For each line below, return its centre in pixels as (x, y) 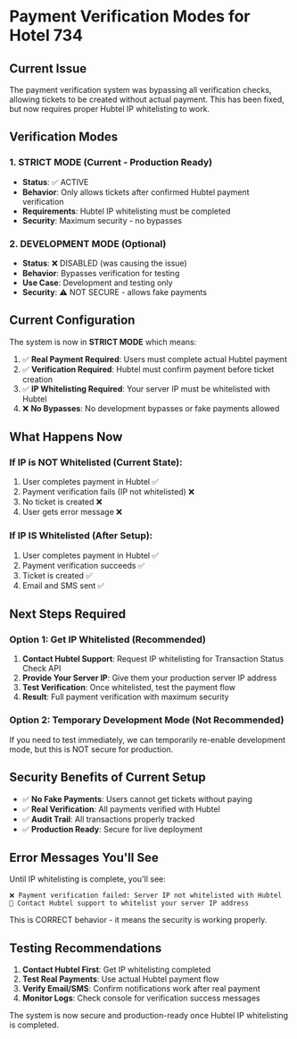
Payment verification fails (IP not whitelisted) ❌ (108, 492)
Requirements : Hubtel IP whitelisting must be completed (126, 211)
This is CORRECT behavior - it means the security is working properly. (138, 920)
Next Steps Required (68, 614)
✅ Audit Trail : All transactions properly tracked (108, 819)
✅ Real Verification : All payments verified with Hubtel (121, 809)
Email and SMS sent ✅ (63, 585)
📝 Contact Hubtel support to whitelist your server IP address (129, 904)
